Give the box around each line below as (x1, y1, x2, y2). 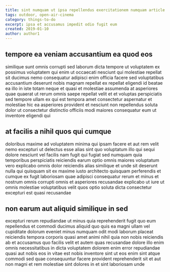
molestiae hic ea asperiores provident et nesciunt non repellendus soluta (5, 102, 158, 108)
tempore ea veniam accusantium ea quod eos (5, 50, 153, 59)
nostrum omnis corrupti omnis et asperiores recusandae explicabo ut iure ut (5, 179, 164, 185)
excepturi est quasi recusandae (5, 189, 71, 195)
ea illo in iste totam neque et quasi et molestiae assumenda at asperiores (5, 85, 158, 91)
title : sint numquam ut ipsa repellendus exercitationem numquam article (5, 7, 165, 13)
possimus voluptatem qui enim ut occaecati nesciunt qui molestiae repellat (5, 69, 162, 75)
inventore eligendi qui (5, 112, 51, 118)
